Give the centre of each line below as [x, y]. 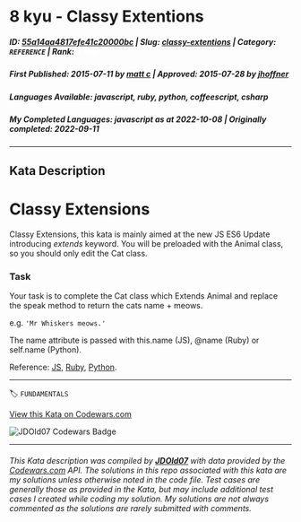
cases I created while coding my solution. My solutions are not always [139, 499]
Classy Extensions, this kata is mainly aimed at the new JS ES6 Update [140, 234]
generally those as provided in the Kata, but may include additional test [141, 489]
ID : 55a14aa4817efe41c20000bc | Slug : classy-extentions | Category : [143, 41]
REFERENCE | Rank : [42, 51]
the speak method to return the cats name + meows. [106, 305]
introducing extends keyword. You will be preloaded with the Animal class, [146, 243]
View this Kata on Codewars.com [71, 413]
